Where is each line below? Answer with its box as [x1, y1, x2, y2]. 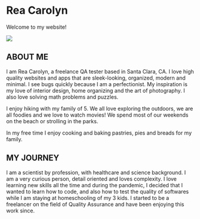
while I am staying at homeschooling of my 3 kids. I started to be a [6, 194, 170, 201]
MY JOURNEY [6, 153, 60, 163]
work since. [6, 207, 35, 214]
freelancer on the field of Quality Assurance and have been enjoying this [6, 200, 184, 208]
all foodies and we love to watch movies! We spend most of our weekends [6, 111, 189, 118]
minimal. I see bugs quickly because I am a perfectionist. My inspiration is [6, 80, 188, 87]
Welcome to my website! [6, 23, 67, 31]
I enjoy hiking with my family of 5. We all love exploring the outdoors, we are [6, 105, 193, 112]
